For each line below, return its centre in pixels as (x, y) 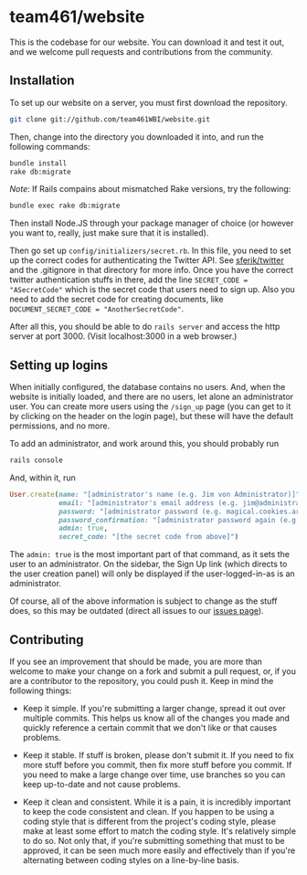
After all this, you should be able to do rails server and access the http (145, 327)
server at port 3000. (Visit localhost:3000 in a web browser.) (123, 336)
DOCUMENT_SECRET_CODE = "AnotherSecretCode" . (97, 309)
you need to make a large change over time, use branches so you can (154, 775)
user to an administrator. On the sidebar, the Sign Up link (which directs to (148, 564)
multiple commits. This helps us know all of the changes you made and (156, 718)
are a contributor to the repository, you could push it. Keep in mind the (142, 681)
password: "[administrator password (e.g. (140, 511)
